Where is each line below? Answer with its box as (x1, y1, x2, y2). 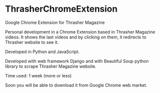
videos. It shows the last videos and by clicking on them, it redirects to (5, 34, 146, 40)
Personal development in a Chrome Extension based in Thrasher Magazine (5, 29, 155, 35)
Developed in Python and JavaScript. (5, 49, 80, 55)
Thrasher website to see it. (5, 39, 59, 45)
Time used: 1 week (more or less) (5, 73, 72, 78)
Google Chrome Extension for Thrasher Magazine (5, 19, 105, 25)
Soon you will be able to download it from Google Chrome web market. (5, 82, 147, 88)
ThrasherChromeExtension (5, 3, 118, 15)
